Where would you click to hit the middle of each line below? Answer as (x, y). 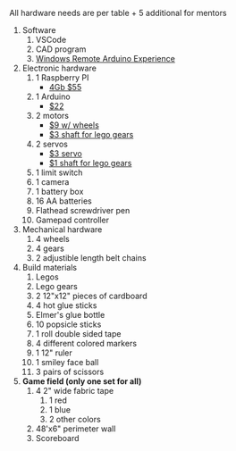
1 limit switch (59, 172)
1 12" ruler (54, 353)
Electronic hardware (59, 68)
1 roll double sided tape (78, 334)
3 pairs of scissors (70, 372)
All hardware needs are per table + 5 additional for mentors (118, 13)
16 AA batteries (63, 201)
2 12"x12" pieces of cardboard (91, 296)
